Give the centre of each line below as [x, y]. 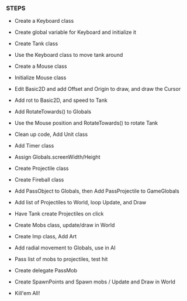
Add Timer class [34, 146]
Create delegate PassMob [46, 271]
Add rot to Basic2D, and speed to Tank [61, 100]
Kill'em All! [27, 293]
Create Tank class [36, 44]
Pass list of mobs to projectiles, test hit [61, 259]
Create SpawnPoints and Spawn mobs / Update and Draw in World [95, 282]
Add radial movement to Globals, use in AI [65, 248]
